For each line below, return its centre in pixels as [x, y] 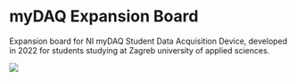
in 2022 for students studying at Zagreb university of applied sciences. [140, 50]
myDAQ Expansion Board [104, 16]
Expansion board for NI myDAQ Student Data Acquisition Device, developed [148, 41]
